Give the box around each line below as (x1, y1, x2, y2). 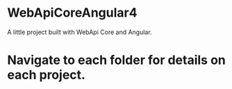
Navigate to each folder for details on (7, 52, 226, 68)
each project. (7, 67, 85, 83)
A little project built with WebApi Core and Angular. (7, 28, 152, 36)
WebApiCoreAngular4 (7, 5, 138, 21)
